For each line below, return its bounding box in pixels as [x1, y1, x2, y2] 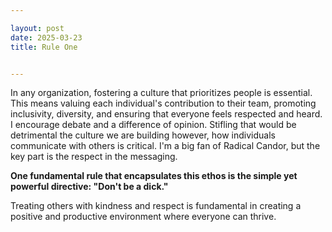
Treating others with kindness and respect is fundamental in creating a [10, 200, 302, 212]
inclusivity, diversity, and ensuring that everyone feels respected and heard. [10, 108, 323, 120]
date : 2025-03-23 [10, 32, 83, 43]
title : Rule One [10, 42, 78, 52]
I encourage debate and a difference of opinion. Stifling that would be [10, 119, 297, 131]
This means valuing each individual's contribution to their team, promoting [10, 97, 317, 110]
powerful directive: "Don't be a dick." [10, 181, 169, 193]
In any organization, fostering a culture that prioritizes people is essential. [10, 87, 313, 99]
